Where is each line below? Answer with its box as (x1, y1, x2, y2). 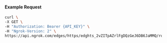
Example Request (4, 4, 42, 10)
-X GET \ (4, 20, 23, 25)
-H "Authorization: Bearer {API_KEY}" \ (4, 24, 90, 29)
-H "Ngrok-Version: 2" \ (4, 29, 56, 34)
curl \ (4, 15, 18, 20)
